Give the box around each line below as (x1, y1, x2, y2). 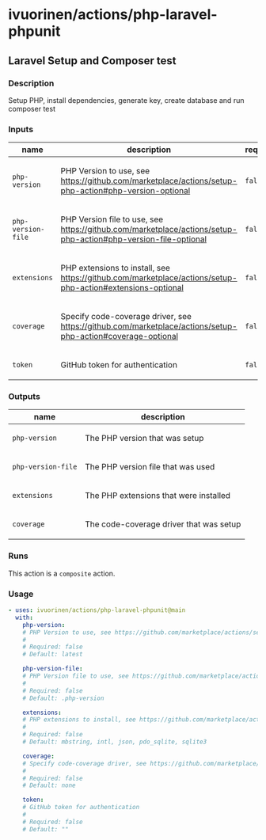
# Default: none (22, 781, 77, 789)
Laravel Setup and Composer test (8, 54, 177, 67)
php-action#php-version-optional (60, 185, 191, 196)
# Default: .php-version (22, 694, 104, 702)
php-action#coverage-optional (60, 331, 179, 342)
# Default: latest (22, 651, 83, 659)
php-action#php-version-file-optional (60, 234, 207, 245)
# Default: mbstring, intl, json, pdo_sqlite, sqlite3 (22, 738, 207, 746)
